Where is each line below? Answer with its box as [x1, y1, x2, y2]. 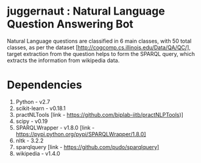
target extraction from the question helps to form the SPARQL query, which [7, 50, 196, 57]
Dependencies [7, 78, 82, 92]
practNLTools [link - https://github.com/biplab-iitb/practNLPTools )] [15, 111, 183, 118]
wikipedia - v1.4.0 [15, 150, 60, 157]
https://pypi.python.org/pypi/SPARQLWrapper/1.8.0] [15, 130, 146, 137]
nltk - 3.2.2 [15, 137, 44, 144]
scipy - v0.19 [15, 117, 48, 125]
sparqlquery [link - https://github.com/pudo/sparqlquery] [15, 143, 160, 150]
